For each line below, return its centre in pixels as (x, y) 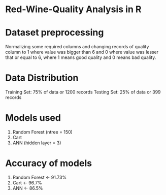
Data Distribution (42, 78)
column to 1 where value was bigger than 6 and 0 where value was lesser (82, 52)
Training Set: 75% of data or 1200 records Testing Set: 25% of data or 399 (83, 92)
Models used (33, 118)
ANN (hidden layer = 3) (37, 143)
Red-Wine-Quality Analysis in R (73, 9)
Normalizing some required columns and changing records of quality (77, 47)
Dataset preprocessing (55, 33)
